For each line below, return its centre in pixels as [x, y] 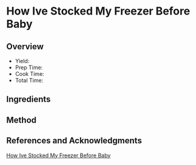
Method [22, 120]
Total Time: [29, 80]
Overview [25, 46]
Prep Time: [29, 67]
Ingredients [29, 99]
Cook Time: [29, 74]
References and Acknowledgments [74, 141]
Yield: [22, 61]
